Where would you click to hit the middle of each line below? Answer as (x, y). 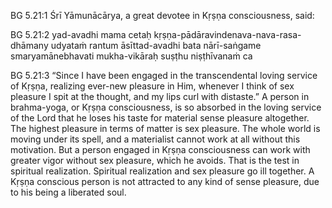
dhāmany (29, 45)
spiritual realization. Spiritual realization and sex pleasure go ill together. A (162, 171)
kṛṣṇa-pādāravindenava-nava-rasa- (227, 34)
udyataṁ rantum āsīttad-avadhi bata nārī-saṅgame (156, 45)
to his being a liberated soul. (68, 192)
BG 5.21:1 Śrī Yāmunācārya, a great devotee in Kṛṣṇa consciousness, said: (162, 15)
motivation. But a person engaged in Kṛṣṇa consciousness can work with (160, 149)
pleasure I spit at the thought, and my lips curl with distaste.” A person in (160, 96)
